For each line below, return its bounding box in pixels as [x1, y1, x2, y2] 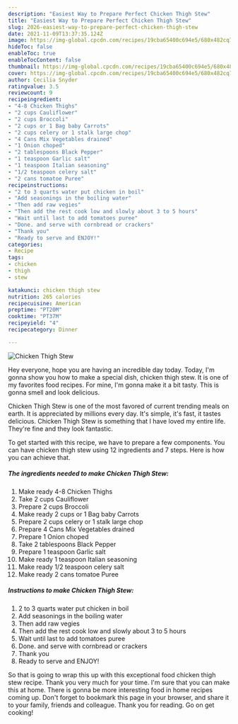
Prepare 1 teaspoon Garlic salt [18, 547, 106, 556]
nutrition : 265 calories [8, 293, 81, 300]
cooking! [8, 708, 34, 716]
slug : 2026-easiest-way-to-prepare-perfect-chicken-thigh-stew [8, 23, 198, 30]
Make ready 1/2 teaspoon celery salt [18, 562, 124, 571]
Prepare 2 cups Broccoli [18, 502, 89, 511]
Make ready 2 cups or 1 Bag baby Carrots [18, 509, 140, 518]
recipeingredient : [8, 96, 62, 103]
